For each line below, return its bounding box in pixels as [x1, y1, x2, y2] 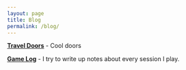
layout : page [7, 10, 44, 17]
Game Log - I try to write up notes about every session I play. [7, 55, 180, 63]
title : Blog [7, 16, 41, 23]
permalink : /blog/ [7, 23, 59, 30]
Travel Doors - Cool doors [7, 42, 82, 50]
